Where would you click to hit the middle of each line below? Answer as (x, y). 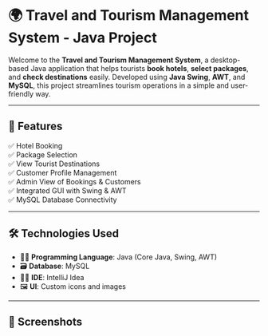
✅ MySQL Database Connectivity (63, 200)
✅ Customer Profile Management (63, 172)
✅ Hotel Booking (35, 145)
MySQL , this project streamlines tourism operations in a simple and (119, 85)
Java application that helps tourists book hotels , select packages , (140, 68)
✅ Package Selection (43, 154)
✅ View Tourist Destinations (54, 164)
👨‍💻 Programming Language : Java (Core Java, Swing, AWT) (118, 257)
